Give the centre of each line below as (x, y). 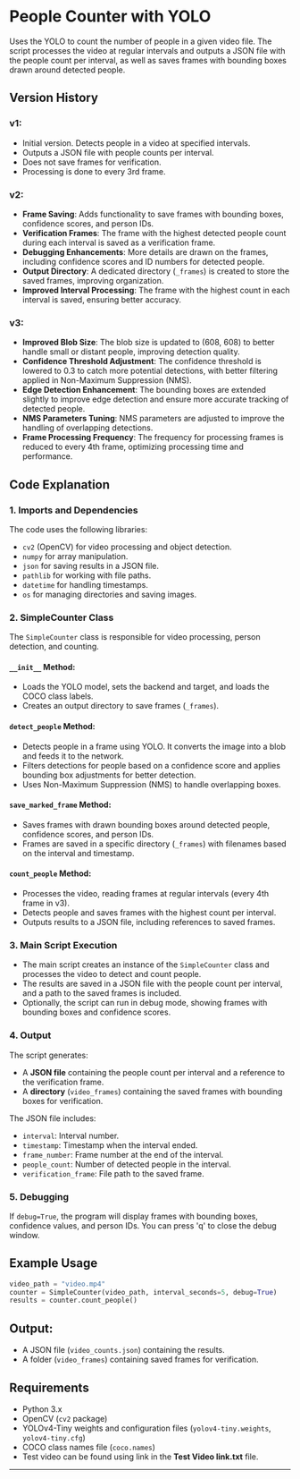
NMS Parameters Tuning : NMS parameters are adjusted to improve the (153, 419)
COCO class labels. (58, 696)
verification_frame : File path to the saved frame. (113, 1173)
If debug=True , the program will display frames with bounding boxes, (134, 1216)
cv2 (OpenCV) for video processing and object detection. (127, 547)
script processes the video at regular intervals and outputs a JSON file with (147, 50)
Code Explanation (59, 484)
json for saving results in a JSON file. (90, 565)
